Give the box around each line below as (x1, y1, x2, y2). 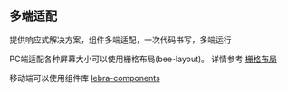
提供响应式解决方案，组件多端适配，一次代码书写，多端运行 (9, 34, 232, 45)
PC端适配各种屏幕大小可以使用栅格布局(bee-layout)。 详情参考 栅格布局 (9, 53, 278, 64)
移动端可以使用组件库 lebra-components (9, 72, 160, 83)
